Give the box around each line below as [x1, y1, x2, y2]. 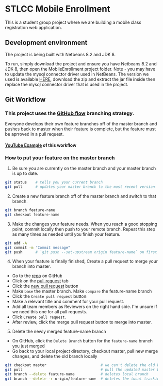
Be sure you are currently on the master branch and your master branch [12, 166, 156, 171]
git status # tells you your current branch [5, 180, 103, 185]
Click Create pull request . [12, 314, 66, 320]
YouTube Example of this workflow [5, 142, 77, 148]
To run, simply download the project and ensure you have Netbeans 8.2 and [5, 61, 157, 66]
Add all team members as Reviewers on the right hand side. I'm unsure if [12, 304, 158, 309]
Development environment [5, 39, 88, 47]
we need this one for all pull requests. [12, 309, 87, 315]
